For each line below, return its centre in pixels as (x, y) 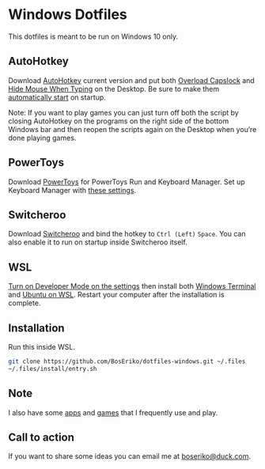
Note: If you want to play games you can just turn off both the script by (123, 112)
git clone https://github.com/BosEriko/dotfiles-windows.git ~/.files (127, 361)
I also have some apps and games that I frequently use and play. (113, 412)
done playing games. (42, 138)
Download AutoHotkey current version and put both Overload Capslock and (131, 80)
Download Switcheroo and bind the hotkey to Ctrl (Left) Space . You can (127, 234)
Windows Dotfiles (68, 15)
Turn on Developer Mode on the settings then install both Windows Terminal (132, 286)
